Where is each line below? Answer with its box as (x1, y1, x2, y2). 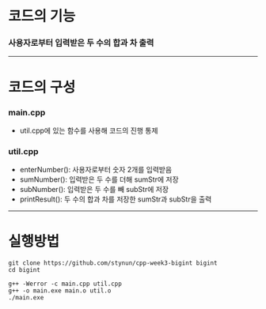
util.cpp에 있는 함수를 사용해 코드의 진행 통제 (19, 126, 158, 135)
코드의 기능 (8, 7, 76, 25)
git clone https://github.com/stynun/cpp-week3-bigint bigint (8, 259, 218, 267)
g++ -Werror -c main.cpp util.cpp (8, 280, 123, 288)
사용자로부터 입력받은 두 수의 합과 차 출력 (8, 37, 154, 48)
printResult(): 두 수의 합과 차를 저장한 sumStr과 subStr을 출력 (19, 194, 212, 204)
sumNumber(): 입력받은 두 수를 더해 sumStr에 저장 (19, 175, 180, 184)
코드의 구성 (8, 78, 76, 96)
